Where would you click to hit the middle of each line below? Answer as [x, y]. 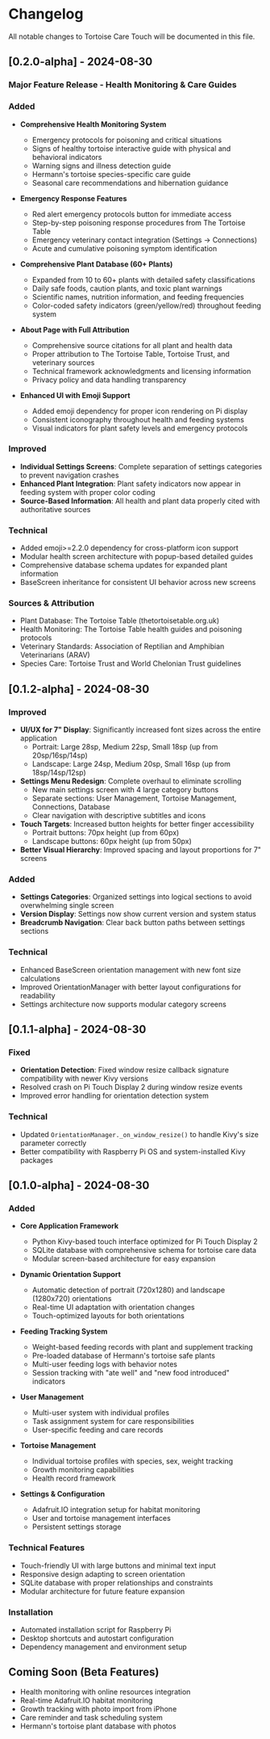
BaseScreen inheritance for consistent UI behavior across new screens [138, 582]
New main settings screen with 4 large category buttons [125, 790]
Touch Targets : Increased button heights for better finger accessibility [137, 824]
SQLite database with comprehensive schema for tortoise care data [144, 1250]
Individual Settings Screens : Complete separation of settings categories [141, 466]
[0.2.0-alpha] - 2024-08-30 [81, 62]
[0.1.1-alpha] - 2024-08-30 [77, 1029]
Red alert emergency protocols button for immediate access [132, 214]
